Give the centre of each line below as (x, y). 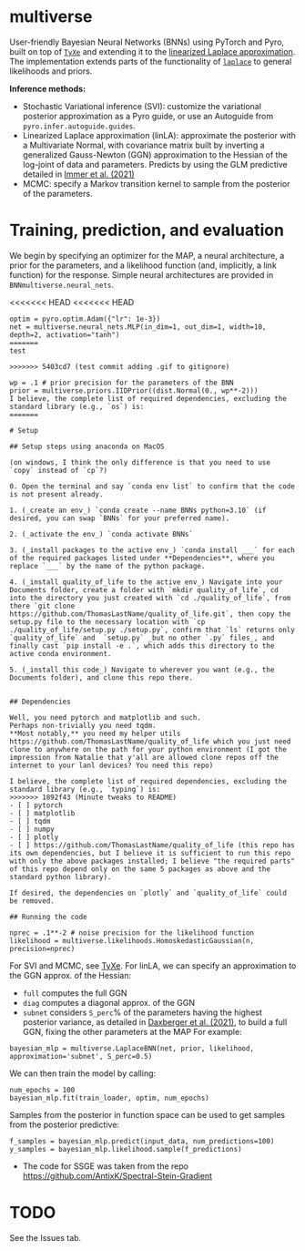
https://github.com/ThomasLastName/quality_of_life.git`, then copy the (150, 614)
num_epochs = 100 (42, 1090)
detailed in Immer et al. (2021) (78, 174)
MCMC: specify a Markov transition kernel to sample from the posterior (156, 183)
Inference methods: (48, 88)
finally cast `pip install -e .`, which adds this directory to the (142, 646)
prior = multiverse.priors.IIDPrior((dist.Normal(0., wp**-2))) (134, 390)
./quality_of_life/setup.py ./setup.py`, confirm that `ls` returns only (152, 630)
